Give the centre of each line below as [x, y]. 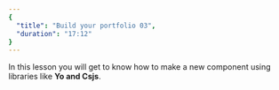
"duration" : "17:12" [54, 34]
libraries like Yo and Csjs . [55, 77]
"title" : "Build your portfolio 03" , [86, 26]
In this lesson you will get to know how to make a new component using [140, 67]
